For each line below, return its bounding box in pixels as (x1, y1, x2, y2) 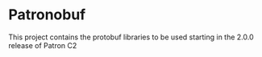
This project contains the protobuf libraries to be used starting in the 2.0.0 (8, 32, 254, 42)
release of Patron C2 (8, 40, 77, 50)
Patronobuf (8, 6, 86, 24)
